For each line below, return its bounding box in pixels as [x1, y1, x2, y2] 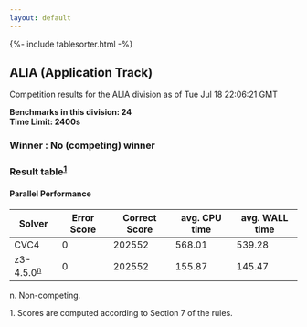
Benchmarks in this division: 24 [9, 107, 132, 118]
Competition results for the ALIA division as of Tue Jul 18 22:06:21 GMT [9, 89, 279, 100]
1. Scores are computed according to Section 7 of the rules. [9, 308, 233, 319]
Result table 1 [9, 163, 68, 178]
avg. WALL [240, 211, 289, 224]
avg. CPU [181, 211, 222, 224]
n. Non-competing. [9, 290, 81, 301]
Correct [122, 211, 157, 224]
